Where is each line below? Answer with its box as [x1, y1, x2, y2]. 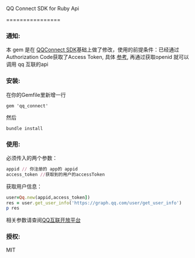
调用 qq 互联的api [6, 61, 49, 68]
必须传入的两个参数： [6, 154, 57, 161]
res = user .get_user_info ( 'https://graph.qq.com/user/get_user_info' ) [6, 200, 182, 206]
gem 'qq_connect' [6, 103, 49, 109]
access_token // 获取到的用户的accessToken [6, 172, 105, 177]
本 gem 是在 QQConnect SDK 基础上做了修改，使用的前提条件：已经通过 [6, 46, 180, 53]
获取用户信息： [6, 183, 42, 190]
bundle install [6, 125, 43, 131]
